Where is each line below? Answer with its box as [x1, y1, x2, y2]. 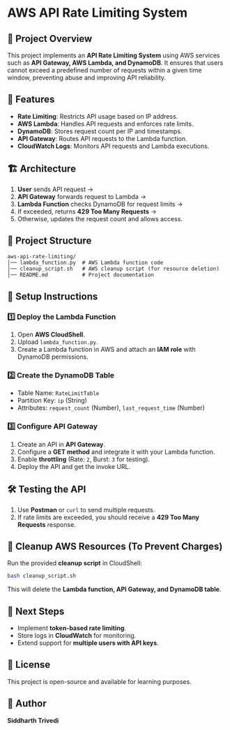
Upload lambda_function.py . [17, 338, 98, 346]
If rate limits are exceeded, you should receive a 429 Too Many [17, 513, 200, 521]
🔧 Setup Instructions [7, 290, 98, 302]
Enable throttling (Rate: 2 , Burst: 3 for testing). [17, 455, 151, 463]
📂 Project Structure [7, 235, 92, 247]
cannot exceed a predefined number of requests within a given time [7, 66, 202, 74]
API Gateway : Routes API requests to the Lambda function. [17, 134, 187, 142]
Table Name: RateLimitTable [17, 389, 100, 397]
